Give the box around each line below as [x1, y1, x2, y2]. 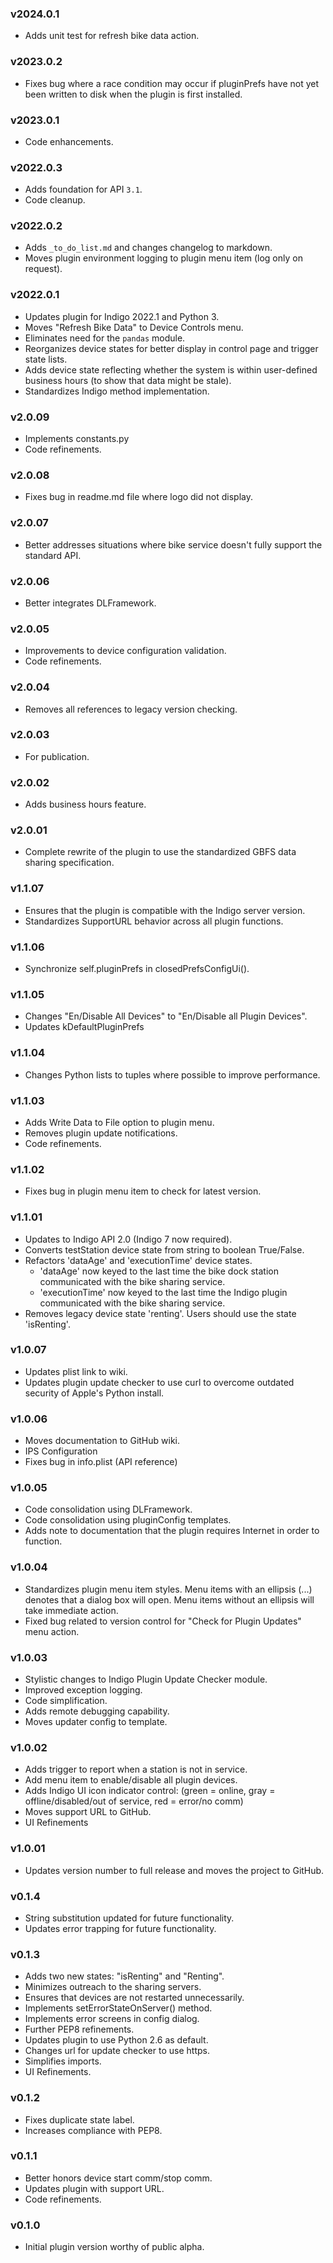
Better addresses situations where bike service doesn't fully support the [24, 538, 323, 551]
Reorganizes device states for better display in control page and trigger [24, 342, 319, 354]
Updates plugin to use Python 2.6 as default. [24, 2034, 209, 2046]
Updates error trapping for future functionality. [24, 1922, 217, 1934]
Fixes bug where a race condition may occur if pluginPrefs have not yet [24, 77, 319, 89]
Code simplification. [24, 1695, 108, 1707]
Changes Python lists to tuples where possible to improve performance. [24, 1068, 321, 1081]
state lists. [24, 353, 68, 365]
